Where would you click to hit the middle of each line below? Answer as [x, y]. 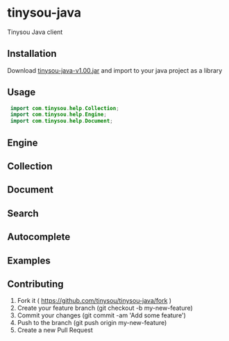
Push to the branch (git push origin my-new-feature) [92, 323]
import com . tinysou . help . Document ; [61, 121]
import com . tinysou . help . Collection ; [65, 108]
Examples [29, 260]
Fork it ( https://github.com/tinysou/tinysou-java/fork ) [94, 301]
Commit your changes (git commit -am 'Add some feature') [101, 315]
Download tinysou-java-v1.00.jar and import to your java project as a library [115, 70]
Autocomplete [39, 237]
